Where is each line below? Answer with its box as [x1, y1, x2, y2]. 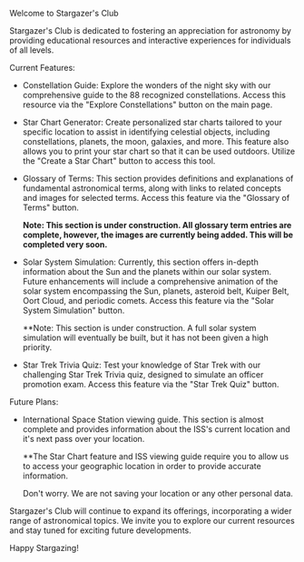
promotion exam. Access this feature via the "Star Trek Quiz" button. [22, 379, 279, 389]
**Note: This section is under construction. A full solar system [22, 323, 257, 333]
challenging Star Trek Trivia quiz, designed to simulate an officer [22, 369, 264, 380]
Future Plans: [9, 396, 59, 407]
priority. [22, 342, 53, 353]
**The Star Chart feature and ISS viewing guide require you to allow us [22, 451, 289, 462]
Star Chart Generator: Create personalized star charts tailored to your [22, 117, 283, 127]
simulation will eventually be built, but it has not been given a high [22, 332, 270, 343]
